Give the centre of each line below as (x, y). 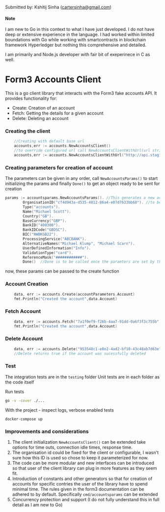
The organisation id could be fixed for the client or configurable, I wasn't (85, 452)
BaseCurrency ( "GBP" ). (45, 221)
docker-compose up (24, 419)
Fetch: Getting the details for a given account (58, 113)
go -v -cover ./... (25, 400)
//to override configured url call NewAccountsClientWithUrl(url (82, 151)
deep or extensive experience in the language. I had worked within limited (80, 34)
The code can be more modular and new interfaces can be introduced (83, 463)
